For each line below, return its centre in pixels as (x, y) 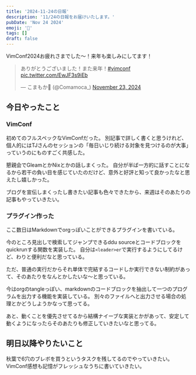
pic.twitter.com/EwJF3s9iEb (54, 75)
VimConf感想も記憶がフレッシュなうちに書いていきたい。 (75, 366)
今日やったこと (33, 107)
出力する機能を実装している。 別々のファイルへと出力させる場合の (101, 296)
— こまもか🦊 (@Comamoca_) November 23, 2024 (81, 87)
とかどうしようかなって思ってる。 (52, 303)
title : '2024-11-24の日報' (37, 11)
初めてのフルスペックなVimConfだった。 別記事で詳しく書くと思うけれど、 (97, 137)
